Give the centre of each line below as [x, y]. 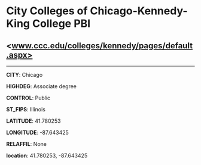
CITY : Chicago [25, 75]
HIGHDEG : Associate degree [41, 86]
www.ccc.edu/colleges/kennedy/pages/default [102, 46]
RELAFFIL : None [26, 144]
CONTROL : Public [28, 98]
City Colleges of [47, 11]
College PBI [61, 24]
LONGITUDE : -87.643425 [37, 133]
